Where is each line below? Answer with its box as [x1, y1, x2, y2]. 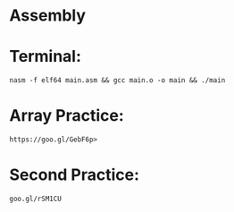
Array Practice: [9, 106, 125, 126]
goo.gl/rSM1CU [9, 194, 63, 203]
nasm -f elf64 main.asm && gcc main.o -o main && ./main [9, 76, 226, 85]
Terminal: [9, 47, 82, 67]
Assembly [9, 5, 87, 26]
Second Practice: [9, 165, 140, 185]
